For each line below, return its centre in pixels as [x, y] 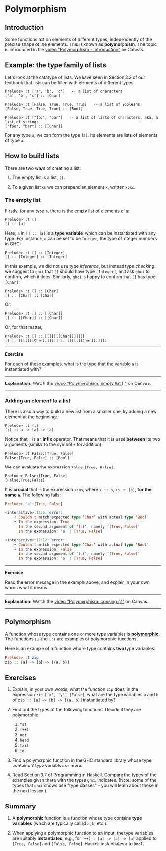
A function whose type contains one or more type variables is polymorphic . [82, 634]
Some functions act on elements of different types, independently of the [79, 39]
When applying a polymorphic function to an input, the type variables [83, 833]
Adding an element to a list [38, 400]
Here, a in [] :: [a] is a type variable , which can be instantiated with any [81, 233]
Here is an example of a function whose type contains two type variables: [80, 648]
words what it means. [27, 587]
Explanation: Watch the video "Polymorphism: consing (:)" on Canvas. [77, 601]
